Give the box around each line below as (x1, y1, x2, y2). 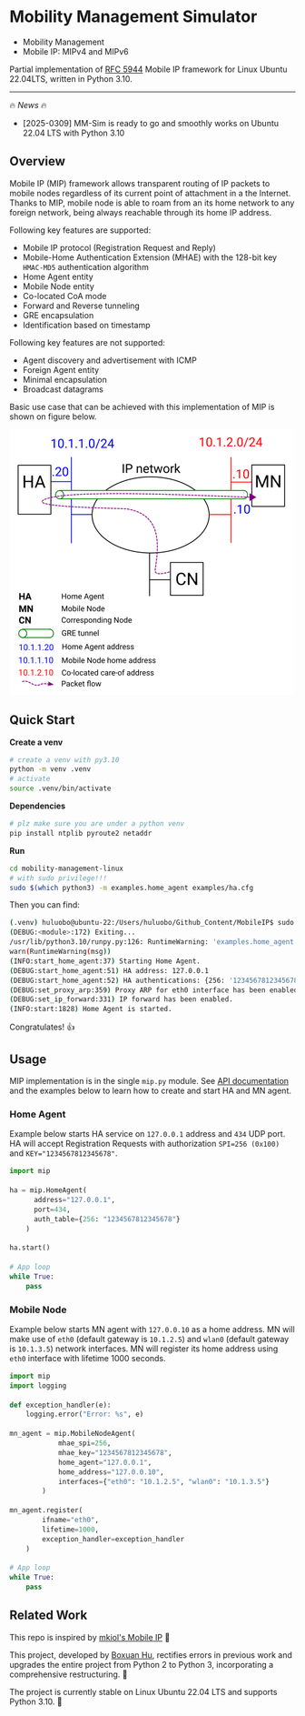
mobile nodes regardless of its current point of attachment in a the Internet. (9, 187, 291, 198)
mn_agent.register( (9, 1506, 84, 1515)
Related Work (9, 1608, 88, 1623)
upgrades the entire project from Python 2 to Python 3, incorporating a (9, 1659, 274, 1670)
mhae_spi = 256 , (57, 1439, 112, 1448)
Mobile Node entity (22, 280, 95, 292)
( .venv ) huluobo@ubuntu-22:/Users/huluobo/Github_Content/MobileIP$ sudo (9, 918, 295, 928)
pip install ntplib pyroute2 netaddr (9, 828, 152, 838)
